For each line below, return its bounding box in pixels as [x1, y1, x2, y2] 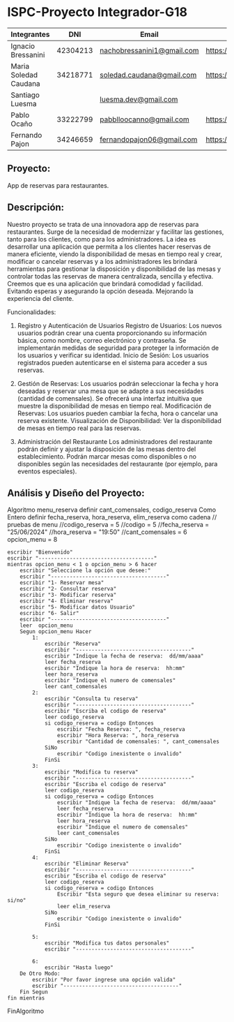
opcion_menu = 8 [7, 535, 58, 544]
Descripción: [7, 202, 65, 214]
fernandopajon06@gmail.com [100, 134, 198, 144]
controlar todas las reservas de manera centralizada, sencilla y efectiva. [7, 272, 214, 280]
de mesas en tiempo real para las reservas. [17, 424, 141, 432]
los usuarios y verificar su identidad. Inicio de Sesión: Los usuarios [17, 350, 209, 360]
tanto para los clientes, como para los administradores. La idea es [7, 235, 196, 243]
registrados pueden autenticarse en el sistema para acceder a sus [17, 358, 208, 366]
